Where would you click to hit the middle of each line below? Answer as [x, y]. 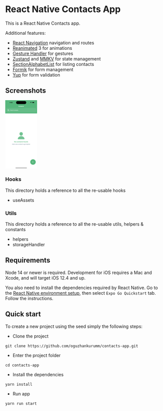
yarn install [19, 384]
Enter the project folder [36, 355]
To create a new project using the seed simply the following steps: [74, 326]
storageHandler [29, 245]
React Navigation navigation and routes [53, 43]
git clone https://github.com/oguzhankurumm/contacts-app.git [72, 346]
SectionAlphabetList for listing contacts [53, 64]
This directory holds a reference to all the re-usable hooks [65, 190]
